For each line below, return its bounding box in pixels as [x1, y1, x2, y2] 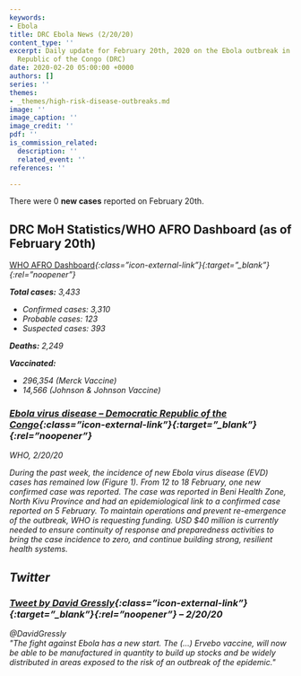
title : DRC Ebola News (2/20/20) [9, 30, 134, 39]
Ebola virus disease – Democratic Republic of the [9, 408, 228, 420]
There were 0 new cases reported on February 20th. [9, 196, 204, 206]
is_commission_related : [9, 138, 99, 147]
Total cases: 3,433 [9, 286, 81, 297]
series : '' [9, 80, 50, 89]
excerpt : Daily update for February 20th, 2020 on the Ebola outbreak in [9, 47, 291, 56]
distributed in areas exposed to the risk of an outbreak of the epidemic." [9, 657, 276, 668]
